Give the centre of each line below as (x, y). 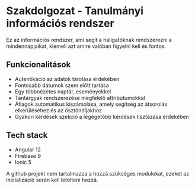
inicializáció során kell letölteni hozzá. (52, 180)
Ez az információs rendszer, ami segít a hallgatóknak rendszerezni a (89, 40)
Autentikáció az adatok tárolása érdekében (67, 79)
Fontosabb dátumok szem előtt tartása (62, 85)
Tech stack (27, 135)
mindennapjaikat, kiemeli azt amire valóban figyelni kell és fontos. (86, 46)
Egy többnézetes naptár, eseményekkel (63, 91)
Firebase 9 (28, 155)
